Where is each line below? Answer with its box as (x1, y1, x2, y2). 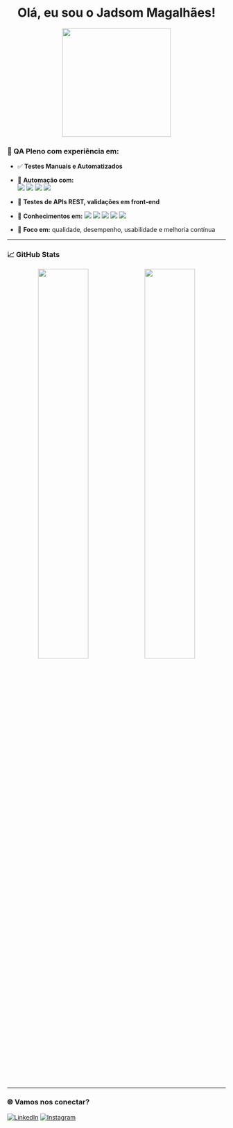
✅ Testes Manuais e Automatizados (17, 162, 123, 171)
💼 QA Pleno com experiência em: (7, 146, 119, 156)
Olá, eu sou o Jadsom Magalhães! (17, 5, 216, 21)
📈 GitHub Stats (7, 250, 60, 260)
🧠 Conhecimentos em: (17, 212, 83, 220)
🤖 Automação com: (17, 176, 74, 185)
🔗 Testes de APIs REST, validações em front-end (17, 198, 160, 206)
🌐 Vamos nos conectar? (7, 1097, 90, 1107)
